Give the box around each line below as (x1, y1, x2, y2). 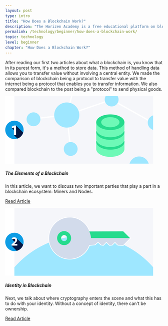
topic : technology (5, 35, 43, 40)
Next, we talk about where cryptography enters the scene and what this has (5, 295, 161, 301)
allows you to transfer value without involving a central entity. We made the (5, 70, 160, 76)
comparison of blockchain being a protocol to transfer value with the (5, 75, 146, 81)
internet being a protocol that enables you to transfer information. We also (5, 81, 157, 87)
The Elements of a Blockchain (5, 170, 68, 176)
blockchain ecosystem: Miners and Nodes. (5, 188, 93, 194)
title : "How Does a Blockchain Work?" (5, 19, 86, 24)
